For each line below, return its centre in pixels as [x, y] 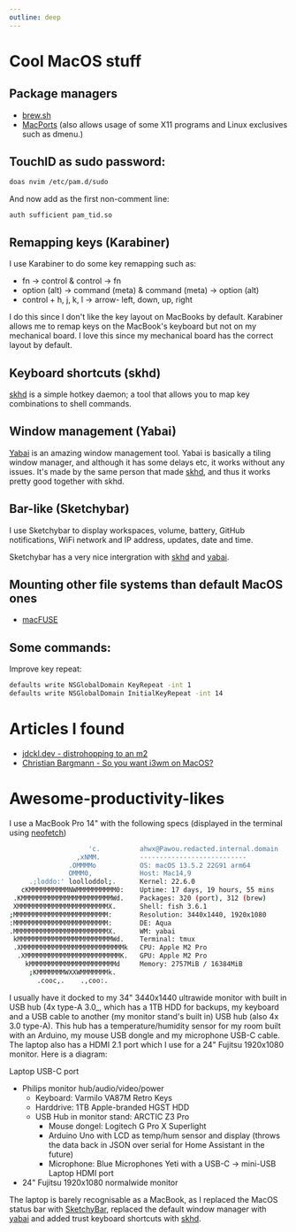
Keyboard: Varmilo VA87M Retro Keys [103, 1097]
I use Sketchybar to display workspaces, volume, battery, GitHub [127, 530]
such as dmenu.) [53, 134]
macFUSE [40, 620]
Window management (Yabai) [93, 432]
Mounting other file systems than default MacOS [146, 584]
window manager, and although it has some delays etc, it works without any [147, 462]
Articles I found [67, 729]
